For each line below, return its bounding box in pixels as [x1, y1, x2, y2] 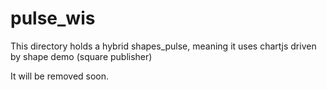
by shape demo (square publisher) [10, 50, 153, 62]
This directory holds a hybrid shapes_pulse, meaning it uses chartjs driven [10, 40, 317, 52]
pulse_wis [10, 7, 96, 30]
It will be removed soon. [10, 70, 110, 82]
